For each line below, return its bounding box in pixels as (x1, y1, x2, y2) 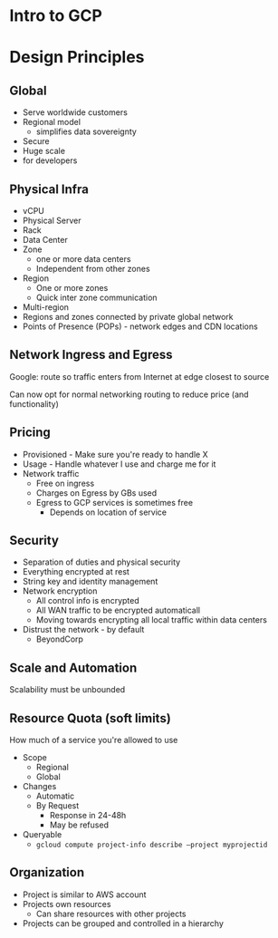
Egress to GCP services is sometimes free (35, 497, 193, 508)
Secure (22, 136, 50, 147)
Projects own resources (22, 898, 111, 909)
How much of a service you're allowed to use (9, 735, 178, 746)
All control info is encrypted (35, 595, 139, 606)
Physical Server (22, 215, 81, 226)
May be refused (49, 819, 109, 830)
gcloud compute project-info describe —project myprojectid (35, 840, 268, 850)
